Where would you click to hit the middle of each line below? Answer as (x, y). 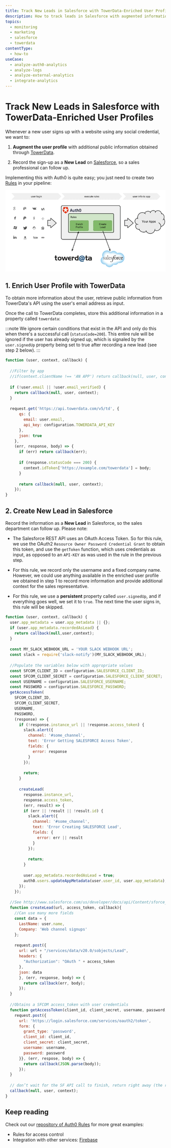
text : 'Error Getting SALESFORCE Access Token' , (80, 741)
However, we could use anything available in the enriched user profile (86, 575)
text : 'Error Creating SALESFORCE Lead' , (77, 827)
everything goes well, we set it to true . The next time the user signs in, (87, 602)
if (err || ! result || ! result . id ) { (63, 811)
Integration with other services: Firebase (55, 1140)
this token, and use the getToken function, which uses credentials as (84, 549)
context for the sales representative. (51, 586)
